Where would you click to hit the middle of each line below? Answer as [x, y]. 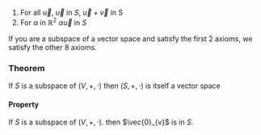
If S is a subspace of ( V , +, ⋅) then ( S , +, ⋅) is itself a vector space [114, 86]
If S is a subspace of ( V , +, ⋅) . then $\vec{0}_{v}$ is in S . [101, 122]
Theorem [27, 68]
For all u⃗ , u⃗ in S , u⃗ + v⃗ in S [72, 13]
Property [24, 104]
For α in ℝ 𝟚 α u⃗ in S [53, 22]
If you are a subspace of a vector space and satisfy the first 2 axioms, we [130, 38]
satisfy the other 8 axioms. [53, 47]
